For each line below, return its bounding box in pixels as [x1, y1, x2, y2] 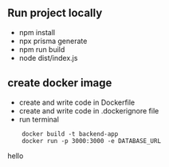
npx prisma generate [18, 36, 88, 46]
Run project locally [7, 6, 103, 20]
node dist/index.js [18, 53, 78, 62]
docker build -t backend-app [22, 129, 119, 138]
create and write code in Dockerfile [18, 97, 136, 107]
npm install [18, 27, 56, 37]
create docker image [7, 76, 112, 90]
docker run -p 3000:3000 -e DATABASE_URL [22, 137, 161, 145]
